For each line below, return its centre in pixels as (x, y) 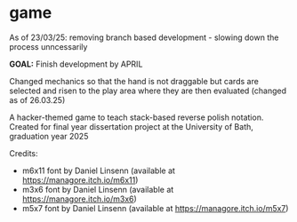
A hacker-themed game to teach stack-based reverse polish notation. (136, 117)
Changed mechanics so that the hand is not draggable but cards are (134, 81)
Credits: (24, 153)
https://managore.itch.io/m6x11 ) (80, 179)
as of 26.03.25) (37, 99)
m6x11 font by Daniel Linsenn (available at (99, 170)
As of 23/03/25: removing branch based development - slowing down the (144, 37)
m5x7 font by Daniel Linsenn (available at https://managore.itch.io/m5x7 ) (155, 208)
